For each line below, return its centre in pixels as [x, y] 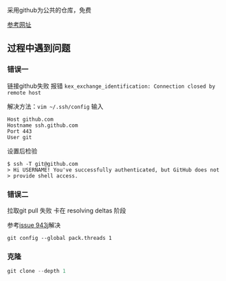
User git [20, 137]
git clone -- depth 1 [37, 271]
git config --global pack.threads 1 [59, 238]
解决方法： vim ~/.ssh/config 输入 [55, 106]
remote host [24, 93]
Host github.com [30, 119]
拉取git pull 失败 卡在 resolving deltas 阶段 [67, 210]
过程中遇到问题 [39, 48]
